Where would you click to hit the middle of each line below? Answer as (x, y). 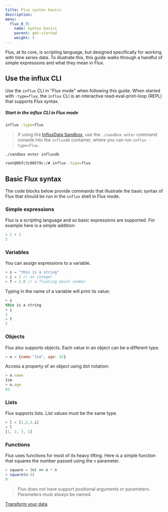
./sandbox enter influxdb (32, 154)
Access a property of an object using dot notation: (57, 366)
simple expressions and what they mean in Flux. (55, 63)
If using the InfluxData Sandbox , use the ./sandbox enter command (87, 134)
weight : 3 (25, 38)
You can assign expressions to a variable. (48, 263)
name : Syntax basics (36, 29)
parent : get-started (36, 33)
